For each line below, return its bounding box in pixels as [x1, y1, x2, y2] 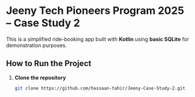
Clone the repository [14, 74, 66, 81]
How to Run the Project [6, 59, 92, 69]
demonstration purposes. [6, 42, 67, 49]
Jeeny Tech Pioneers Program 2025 [6, 4, 184, 17]
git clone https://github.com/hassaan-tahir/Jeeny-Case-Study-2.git [14, 85, 186, 91]
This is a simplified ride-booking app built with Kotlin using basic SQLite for [6, 35, 189, 42]
